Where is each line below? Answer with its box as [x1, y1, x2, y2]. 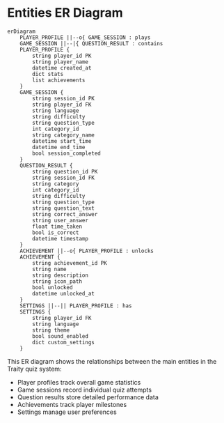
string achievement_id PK [32, 259, 108, 266]
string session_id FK [32, 174, 95, 181]
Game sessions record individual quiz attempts [17, 385, 152, 394]
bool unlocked [32, 284, 73, 291]
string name [32, 266, 67, 272]
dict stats [32, 70, 64, 77]
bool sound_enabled [32, 332, 89, 339]
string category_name [32, 131, 95, 139]
